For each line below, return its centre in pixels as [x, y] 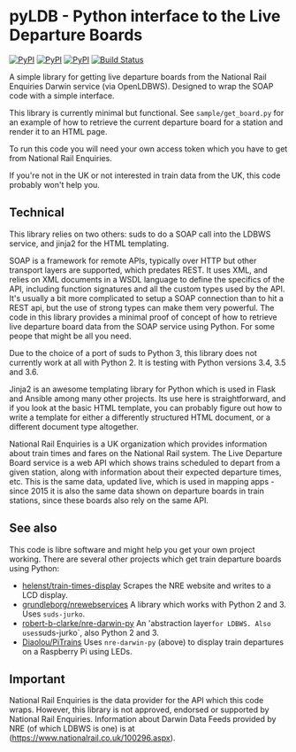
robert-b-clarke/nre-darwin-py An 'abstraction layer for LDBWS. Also [146, 623]
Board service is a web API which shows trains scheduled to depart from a [145, 462]
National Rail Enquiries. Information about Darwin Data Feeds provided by [143, 719]
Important [37, 679]
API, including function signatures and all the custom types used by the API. [147, 289]
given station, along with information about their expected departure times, [145, 472]
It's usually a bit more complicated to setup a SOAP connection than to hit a [147, 298]
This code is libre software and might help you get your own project [132, 549]
